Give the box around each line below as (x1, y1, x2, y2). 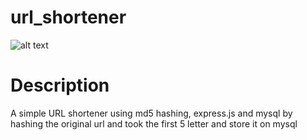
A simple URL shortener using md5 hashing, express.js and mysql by (10, 107, 293, 119)
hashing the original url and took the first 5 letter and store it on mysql (10, 117, 298, 130)
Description (10, 74, 110, 97)
